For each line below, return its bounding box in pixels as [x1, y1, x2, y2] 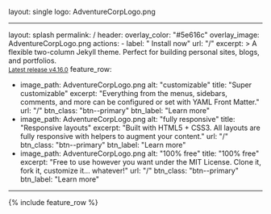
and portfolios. [8, 56, 57, 65]
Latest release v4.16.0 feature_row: [8, 65, 112, 73]
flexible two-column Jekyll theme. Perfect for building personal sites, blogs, [8, 48, 260, 57]
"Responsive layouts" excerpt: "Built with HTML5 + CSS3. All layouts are [19, 123, 261, 132]
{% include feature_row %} [8, 198, 98, 207]
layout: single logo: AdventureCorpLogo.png [8, 7, 156, 16]
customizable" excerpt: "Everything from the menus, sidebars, [19, 89, 228, 98]
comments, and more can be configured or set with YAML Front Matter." [19, 97, 260, 107]
